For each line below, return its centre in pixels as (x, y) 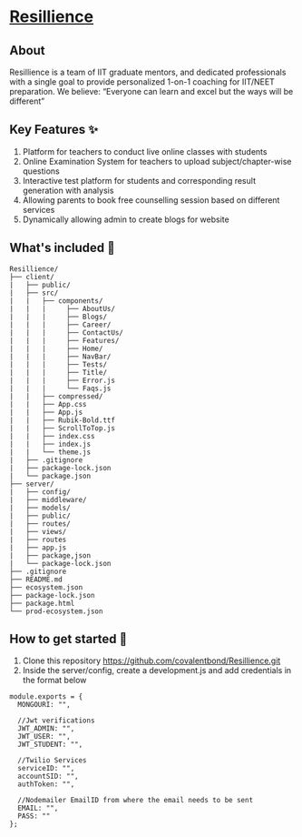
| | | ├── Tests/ (58, 364)
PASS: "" (34, 816)
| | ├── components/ (56, 301)
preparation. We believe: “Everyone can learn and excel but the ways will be (151, 91)
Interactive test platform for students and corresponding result (139, 180)
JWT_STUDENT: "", (50, 745)
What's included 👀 (63, 248)
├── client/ (32, 277)
